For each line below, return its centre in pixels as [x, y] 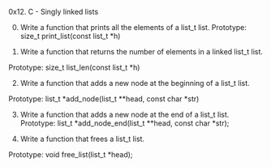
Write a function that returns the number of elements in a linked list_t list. [142, 51]
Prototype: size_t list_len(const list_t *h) [74, 67]
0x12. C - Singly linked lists [54, 12]
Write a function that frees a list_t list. [82, 139]
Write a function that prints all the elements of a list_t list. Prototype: [133, 27]
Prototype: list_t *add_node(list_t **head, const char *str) [104, 99]
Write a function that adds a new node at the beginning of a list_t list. [135, 83]
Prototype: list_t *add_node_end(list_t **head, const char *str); [125, 123]
